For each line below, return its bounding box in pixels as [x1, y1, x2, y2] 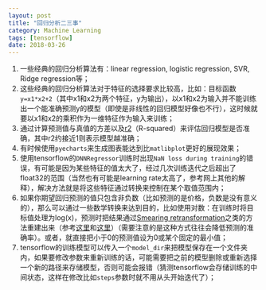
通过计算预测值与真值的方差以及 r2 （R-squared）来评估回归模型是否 [19, 124, 243, 133]
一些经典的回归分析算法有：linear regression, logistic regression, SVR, [19, 64, 250, 74]
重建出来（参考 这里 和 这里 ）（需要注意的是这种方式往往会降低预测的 [26, 223, 247, 233]
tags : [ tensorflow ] [8, 33, 73, 42]
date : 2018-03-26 [8, 41, 66, 49]
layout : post [8, 11, 52, 20]
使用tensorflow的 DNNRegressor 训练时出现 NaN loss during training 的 [19, 153, 247, 163]
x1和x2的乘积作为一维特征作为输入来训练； [33, 114, 175, 123]
